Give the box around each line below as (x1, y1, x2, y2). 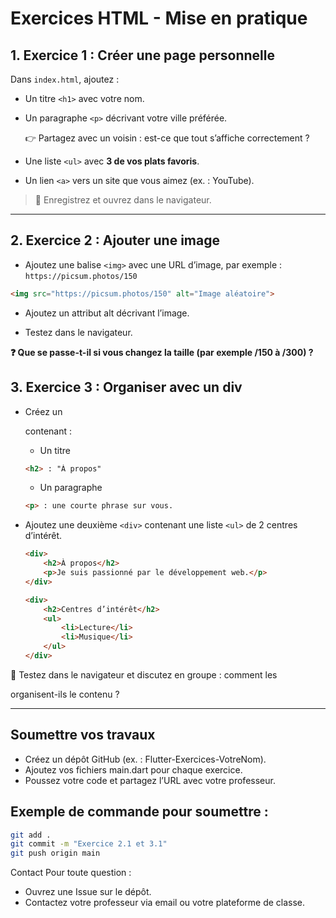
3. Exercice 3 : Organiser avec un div (10, 379, 243, 396)
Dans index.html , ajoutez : (10, 73, 120, 85)
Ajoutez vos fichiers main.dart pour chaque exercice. (24, 763, 243, 776)
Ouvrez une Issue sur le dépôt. (24, 886, 152, 898)
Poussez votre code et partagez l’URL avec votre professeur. (24, 774, 276, 786)
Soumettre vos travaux (10, 727, 156, 744)
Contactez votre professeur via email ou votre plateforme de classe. (24, 897, 306, 909)
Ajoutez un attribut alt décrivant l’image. (24, 307, 190, 319)
